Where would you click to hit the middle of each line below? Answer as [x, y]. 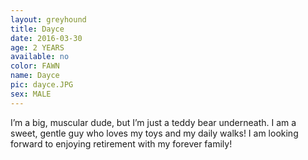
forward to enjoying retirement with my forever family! [121, 143]
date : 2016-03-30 [46, 38]
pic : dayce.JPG [42, 85]
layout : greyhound [48, 19]
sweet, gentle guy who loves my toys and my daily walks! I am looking [154, 133]
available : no [40, 57]
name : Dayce [35, 76]
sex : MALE [31, 94]
